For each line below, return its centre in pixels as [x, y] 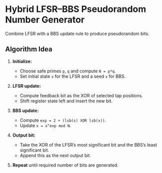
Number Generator [45, 20]
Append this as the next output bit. [55, 155]
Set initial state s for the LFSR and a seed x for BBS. [73, 76]
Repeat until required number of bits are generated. [65, 165]
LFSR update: [27, 86]
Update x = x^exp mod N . [45, 125]
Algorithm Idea [29, 49]
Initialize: [22, 61]
